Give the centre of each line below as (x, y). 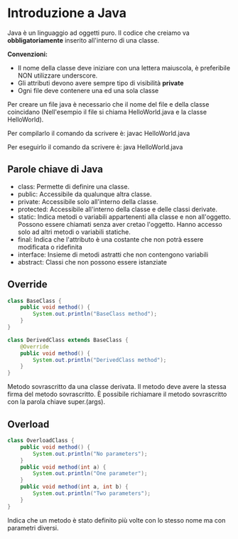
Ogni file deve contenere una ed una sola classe (88, 90)
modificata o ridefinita (50, 247)
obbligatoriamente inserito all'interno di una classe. (83, 40)
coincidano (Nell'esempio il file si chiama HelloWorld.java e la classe (107, 112)
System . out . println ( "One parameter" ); (90, 474)
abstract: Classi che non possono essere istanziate (92, 262)
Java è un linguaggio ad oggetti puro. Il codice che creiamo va (98, 33)
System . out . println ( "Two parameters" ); (92, 493)
